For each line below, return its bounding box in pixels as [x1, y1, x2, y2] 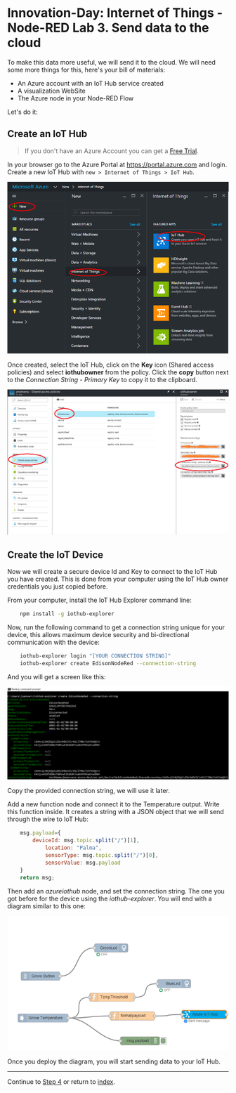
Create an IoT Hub [7, 128, 88, 140]
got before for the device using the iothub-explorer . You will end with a [7, 894, 212, 903]
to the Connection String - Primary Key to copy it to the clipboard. [7, 376, 198, 384]
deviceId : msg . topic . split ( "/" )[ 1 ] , [32, 837, 140, 844]
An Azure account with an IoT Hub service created [17, 79, 164, 87]
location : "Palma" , [44, 844, 102, 851]
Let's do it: [7, 107, 39, 116]
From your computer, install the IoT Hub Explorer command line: [7, 596, 192, 605]
